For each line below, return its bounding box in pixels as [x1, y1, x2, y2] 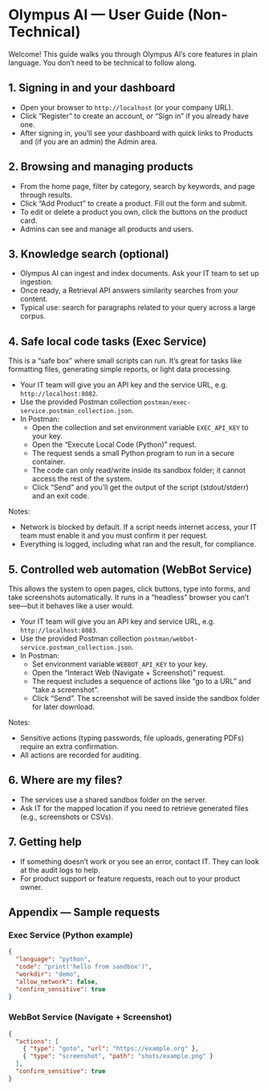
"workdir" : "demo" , [15, 970, 81, 978]
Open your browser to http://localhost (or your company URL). [19, 102, 233, 112]
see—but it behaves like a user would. [8, 601, 134, 610]
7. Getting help [8, 835, 82, 849]
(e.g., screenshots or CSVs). [19, 812, 114, 822]
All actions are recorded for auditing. [19, 750, 142, 760]
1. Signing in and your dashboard [8, 81, 176, 95]
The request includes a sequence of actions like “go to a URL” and [31, 677, 251, 686]
